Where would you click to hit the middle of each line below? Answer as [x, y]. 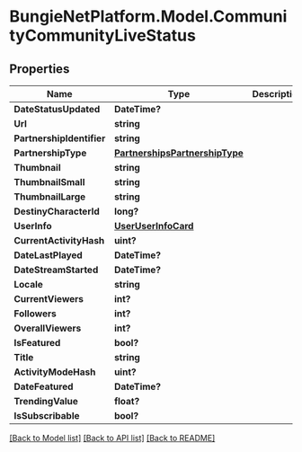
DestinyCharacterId [57, 211]
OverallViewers [48, 328]
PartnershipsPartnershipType [179, 153]
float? [127, 401]
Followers [35, 314]
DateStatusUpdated [57, 109]
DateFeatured [44, 386]
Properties [40, 69]
